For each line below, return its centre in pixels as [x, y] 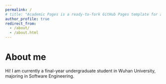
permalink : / [19, 10]
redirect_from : [21, 23]
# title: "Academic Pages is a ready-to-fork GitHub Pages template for [82, 14]
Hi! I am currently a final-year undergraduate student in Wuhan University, [81, 71]
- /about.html [24, 33]
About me [26, 57]
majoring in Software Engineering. [40, 76]
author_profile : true [27, 19]
